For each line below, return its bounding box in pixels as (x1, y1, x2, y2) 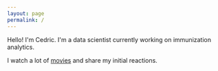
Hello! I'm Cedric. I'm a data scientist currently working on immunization (7, 35, 212, 43)
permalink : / (7, 17, 45, 23)
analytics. (7, 43, 34, 51)
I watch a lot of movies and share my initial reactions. (7, 56, 158, 64)
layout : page (7, 10, 45, 17)
